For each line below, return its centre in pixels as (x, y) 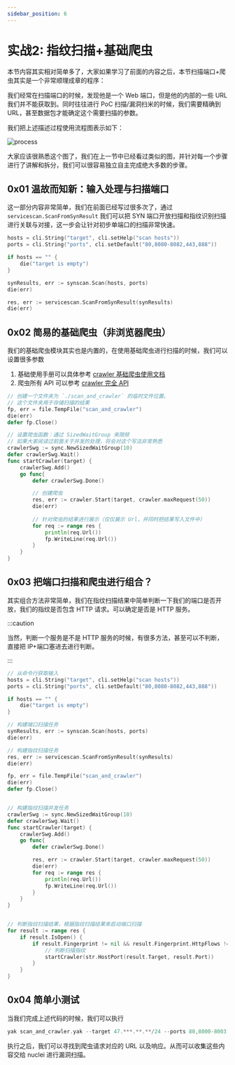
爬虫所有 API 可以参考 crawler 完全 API (73, 383)
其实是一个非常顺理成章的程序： (59, 80)
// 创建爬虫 (48, 493)
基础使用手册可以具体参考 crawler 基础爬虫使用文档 (91, 374)
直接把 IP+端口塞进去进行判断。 (53, 646)
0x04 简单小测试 (43, 1000)
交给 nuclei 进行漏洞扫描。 (51, 1054)
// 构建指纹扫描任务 (33, 750)
